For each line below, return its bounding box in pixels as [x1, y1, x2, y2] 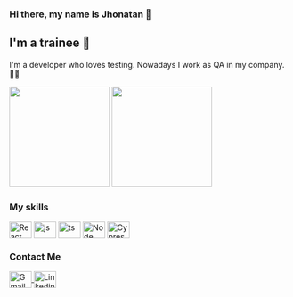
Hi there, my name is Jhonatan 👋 [9, 8, 152, 21]
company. [248, 59, 285, 70]
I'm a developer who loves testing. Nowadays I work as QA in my [9, 59, 247, 70]
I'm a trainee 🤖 [9, 36, 91, 51]
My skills [9, 201, 49, 213]
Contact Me [9, 250, 61, 262]
